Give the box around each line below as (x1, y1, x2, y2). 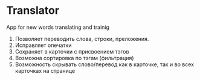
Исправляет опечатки (15, 42, 72, 49)
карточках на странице (15, 67, 76, 74)
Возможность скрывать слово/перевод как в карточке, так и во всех (15, 61, 195, 68)
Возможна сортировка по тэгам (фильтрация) (15, 54, 134, 61)
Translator (6, 4, 59, 17)
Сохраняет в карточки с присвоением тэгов (15, 48, 129, 55)
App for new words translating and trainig (6, 23, 110, 31)
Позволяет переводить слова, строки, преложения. (15, 35, 149, 42)
